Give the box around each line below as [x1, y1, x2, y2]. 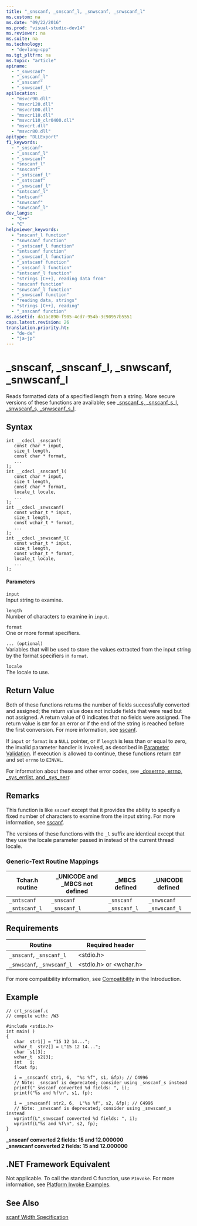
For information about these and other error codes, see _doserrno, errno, [6, 767, 183, 775]
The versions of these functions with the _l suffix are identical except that [6, 830, 185, 837]
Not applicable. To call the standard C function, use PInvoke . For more [6, 1175, 175, 1182]
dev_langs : [6, 210, 33, 216]
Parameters [6, 578, 35, 585]
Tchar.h [16, 876, 38, 884]
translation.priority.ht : [6, 325, 69, 331]
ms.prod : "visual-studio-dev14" [6, 25, 85, 31]
